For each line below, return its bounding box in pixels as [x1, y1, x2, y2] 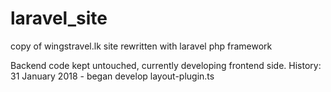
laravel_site [10, 7, 108, 30]
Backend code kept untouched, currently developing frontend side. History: [10, 59, 322, 71]
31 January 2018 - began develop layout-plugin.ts [10, 70, 215, 82]
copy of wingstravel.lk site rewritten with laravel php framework [10, 40, 273, 52]
